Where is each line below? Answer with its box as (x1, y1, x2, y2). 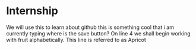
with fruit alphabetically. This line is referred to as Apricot (6, 36, 147, 43)
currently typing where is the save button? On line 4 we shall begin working (6, 30, 191, 37)
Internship (6, 4, 58, 18)
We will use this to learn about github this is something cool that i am (6, 24, 174, 31)
